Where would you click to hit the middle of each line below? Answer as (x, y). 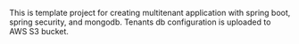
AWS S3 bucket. (39, 31)
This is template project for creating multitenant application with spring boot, (150, 13)
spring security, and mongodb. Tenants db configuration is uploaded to (140, 22)
